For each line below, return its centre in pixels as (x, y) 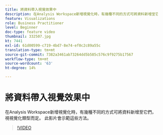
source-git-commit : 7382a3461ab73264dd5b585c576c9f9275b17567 (69, 54)
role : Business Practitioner (34, 23)
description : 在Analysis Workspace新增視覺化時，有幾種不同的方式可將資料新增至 (80, 14)
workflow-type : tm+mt (27, 59)
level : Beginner (21, 28)
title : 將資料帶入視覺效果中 (31, 9)
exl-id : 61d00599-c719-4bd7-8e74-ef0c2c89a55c (53, 45)
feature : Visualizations (30, 18)
